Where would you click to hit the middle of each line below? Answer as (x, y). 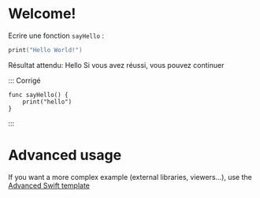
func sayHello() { (38, 95)
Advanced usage (65, 155)
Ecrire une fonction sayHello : (56, 35)
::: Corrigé (24, 80)
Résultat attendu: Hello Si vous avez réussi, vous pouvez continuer (116, 65)
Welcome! (42, 14)
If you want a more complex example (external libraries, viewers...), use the (130, 177)
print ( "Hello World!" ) (45, 50)
